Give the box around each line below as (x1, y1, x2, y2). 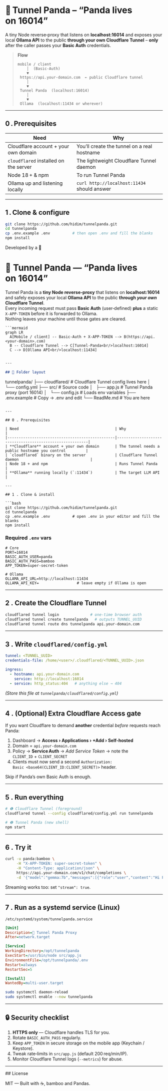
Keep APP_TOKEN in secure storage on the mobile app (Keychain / (12, 1040, 145, 1046)
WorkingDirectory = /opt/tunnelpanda (5, 948, 79, 953)
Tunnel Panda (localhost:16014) (19, 88, 89, 93)
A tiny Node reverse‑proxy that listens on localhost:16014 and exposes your (5, 32, 162, 38)
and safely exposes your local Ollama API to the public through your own (5, 295, 157, 300)
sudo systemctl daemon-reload (5, 990, 68, 995)
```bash (5, 501, 21, 506)
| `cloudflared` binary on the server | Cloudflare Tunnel (5, 453, 157, 458)
